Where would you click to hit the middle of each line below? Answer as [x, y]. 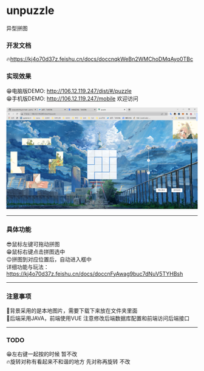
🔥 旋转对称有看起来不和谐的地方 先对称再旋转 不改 [68, 362]
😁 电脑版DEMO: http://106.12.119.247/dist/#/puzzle [69, 91]
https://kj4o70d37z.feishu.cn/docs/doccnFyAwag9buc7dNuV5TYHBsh [95, 274]
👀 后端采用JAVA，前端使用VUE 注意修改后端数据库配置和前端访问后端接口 [98, 318]
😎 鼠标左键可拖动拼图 [33, 244]
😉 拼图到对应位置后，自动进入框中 [49, 259]
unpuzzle [30, 11]
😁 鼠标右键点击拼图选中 [36, 251]
